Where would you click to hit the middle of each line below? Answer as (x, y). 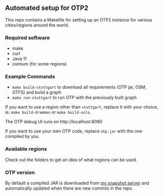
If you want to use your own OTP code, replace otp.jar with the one (74, 131)
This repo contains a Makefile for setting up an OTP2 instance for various (79, 20)
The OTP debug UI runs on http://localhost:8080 (54, 122)
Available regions (26, 149)
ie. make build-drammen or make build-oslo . (48, 112)
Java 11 (19, 59)
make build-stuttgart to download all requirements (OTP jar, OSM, (79, 87)
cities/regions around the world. (37, 25)
